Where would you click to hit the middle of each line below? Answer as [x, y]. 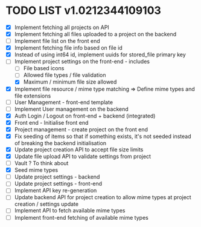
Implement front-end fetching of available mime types [81, 217]
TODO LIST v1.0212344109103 [83, 11]
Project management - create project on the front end [81, 129]
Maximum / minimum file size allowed [70, 82]
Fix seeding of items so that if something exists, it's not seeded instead [103, 136]
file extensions [33, 96]
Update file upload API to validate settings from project [83, 156]
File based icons [44, 68]
